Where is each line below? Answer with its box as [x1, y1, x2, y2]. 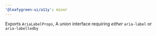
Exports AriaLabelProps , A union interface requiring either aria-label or [5, 21, 152, 27]
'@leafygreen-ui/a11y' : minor [5, 7, 68, 12]
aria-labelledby [5, 26, 39, 31]
